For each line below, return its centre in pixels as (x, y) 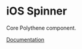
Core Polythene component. (41, 28)
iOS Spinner (37, 11)
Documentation (25, 39)
